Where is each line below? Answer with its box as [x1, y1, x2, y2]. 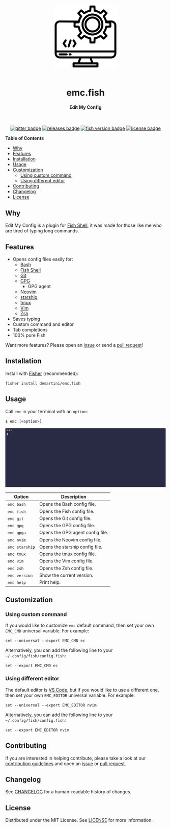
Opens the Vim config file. [39, 558, 94, 564]
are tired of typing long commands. [5, 228, 79, 234]
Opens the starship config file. [39, 543, 103, 550]
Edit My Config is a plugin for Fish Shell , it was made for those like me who [5, 222, 162, 228]
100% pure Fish [12, 332, 46, 338]
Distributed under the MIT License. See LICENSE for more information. [5, 817, 153, 823]
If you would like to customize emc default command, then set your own [5, 622, 154, 629]
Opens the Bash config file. [39, 501, 96, 507]
